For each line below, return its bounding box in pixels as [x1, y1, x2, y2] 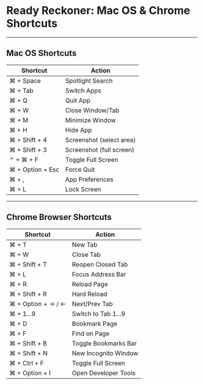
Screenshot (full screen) [65, 145, 135, 154]
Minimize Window [65, 116, 117, 124]
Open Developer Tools [72, 369, 136, 377]
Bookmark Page [72, 319, 118, 328]
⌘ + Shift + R [9, 290, 47, 298]
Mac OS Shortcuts [6, 48, 77, 58]
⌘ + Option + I [9, 369, 51, 377]
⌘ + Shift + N [9, 349, 48, 357]
